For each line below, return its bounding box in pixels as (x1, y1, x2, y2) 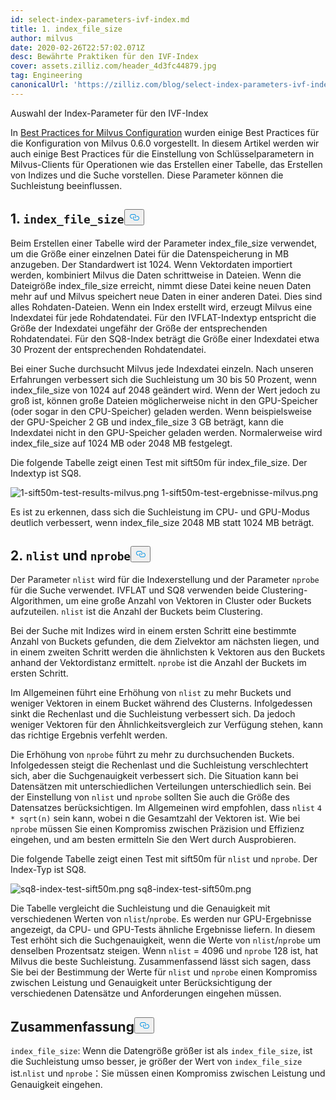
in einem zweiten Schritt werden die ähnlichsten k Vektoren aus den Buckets (10, 646, 326, 658)
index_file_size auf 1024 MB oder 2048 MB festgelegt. (10, 437, 233, 449)
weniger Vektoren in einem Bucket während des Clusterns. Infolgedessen (10, 697, 313, 710)
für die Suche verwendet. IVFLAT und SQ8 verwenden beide (10, 584, 260, 596)
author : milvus (10, 33, 74, 43)
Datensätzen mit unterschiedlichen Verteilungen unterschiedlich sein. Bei (10, 781, 312, 793)
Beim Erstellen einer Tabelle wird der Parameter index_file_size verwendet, (10, 237, 318, 249)
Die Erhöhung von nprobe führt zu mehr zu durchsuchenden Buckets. (10, 749, 295, 761)
